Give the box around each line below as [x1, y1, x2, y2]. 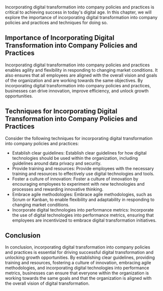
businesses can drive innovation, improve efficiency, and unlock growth [5, 88, 149, 94]
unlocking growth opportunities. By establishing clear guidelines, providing [5, 254, 155, 260]
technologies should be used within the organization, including [12, 155, 138, 161]
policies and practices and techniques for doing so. [5, 19, 108, 25]
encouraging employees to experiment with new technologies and [12, 181, 145, 187]
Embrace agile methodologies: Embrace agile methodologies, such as [12, 191, 152, 197]
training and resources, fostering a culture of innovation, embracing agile [5, 260, 151, 266]
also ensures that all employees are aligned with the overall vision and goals [5, 72, 157, 78]
